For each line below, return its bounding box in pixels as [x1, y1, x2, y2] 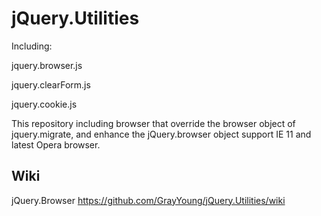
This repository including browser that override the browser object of [11, 117, 296, 129]
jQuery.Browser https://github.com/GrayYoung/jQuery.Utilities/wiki [11, 194, 286, 206]
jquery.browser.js [11, 59, 83, 71]
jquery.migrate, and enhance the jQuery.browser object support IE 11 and [11, 128, 312, 140]
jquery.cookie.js [11, 98, 78, 110]
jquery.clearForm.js [11, 78, 91, 91]
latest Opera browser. [11, 138, 101, 151]
